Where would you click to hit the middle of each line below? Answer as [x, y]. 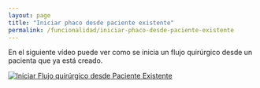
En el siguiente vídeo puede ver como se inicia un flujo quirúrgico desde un [130, 53]
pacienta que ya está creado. [56, 60]
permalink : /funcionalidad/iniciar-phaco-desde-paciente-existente [121, 30]
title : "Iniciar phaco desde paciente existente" [91, 23]
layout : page [30, 15]
